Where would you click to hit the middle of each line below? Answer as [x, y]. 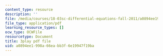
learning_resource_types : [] [34, 28]
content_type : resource [29, 9]
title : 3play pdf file [28, 41]
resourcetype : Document [29, 37]
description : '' [21, 14]
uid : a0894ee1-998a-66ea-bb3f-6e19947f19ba [50, 46]
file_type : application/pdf [33, 23]
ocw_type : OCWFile [24, 32]
